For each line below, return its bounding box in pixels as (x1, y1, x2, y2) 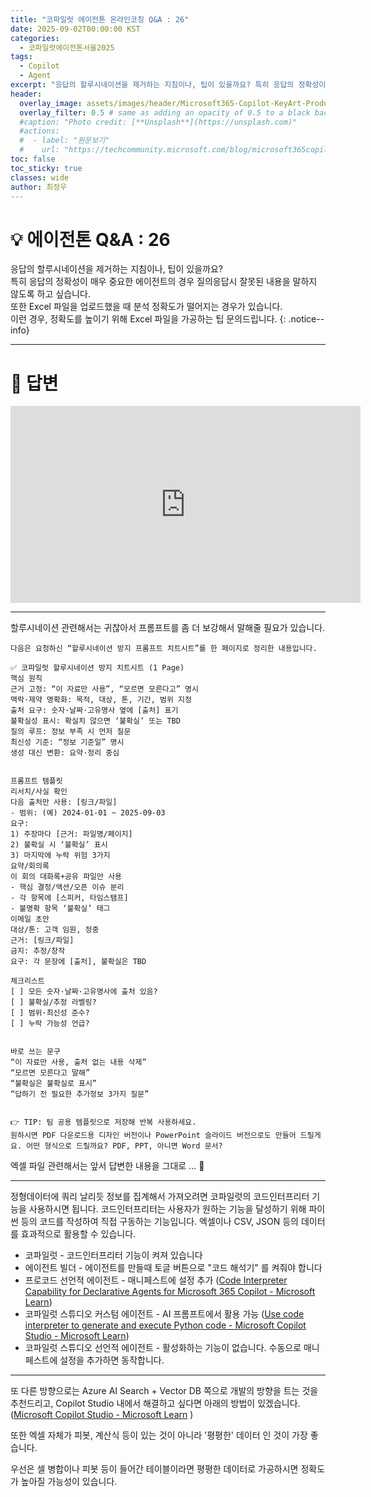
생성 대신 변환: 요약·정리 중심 (10, 748, 120, 758)
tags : (10, 52, 33, 62)
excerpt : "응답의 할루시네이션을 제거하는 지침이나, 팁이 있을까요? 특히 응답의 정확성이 (10, 80, 327, 90)
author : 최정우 (10, 182, 68, 192)
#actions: (19, 126, 60, 136)
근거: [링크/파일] (10, 936, 75, 946)
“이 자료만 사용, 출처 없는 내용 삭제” (10, 1057, 147, 1068)
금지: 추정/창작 (10, 946, 66, 956)
